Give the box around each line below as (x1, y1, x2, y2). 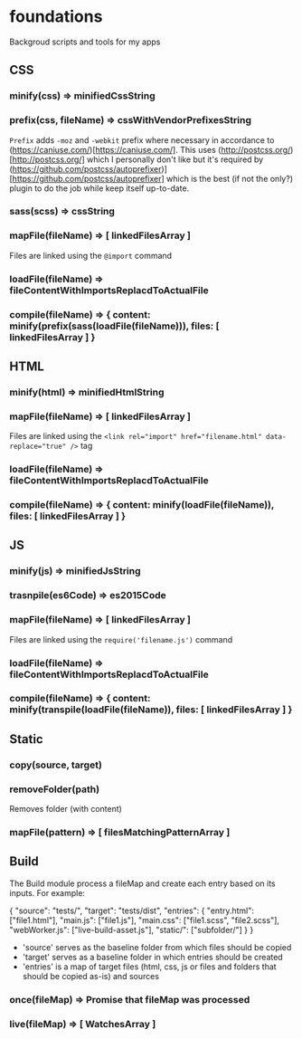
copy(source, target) (9, 758, 102, 771)
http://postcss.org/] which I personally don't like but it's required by (12, 154, 264, 165)
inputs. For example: (9, 887, 86, 898)
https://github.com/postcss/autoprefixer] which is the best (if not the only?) (12, 173, 294, 184)
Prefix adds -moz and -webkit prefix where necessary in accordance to (9, 134, 275, 146)
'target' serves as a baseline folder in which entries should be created (22, 951, 283, 962)
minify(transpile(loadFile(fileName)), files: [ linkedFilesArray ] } (9, 703, 293, 716)
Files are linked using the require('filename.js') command (9, 634, 233, 644)
